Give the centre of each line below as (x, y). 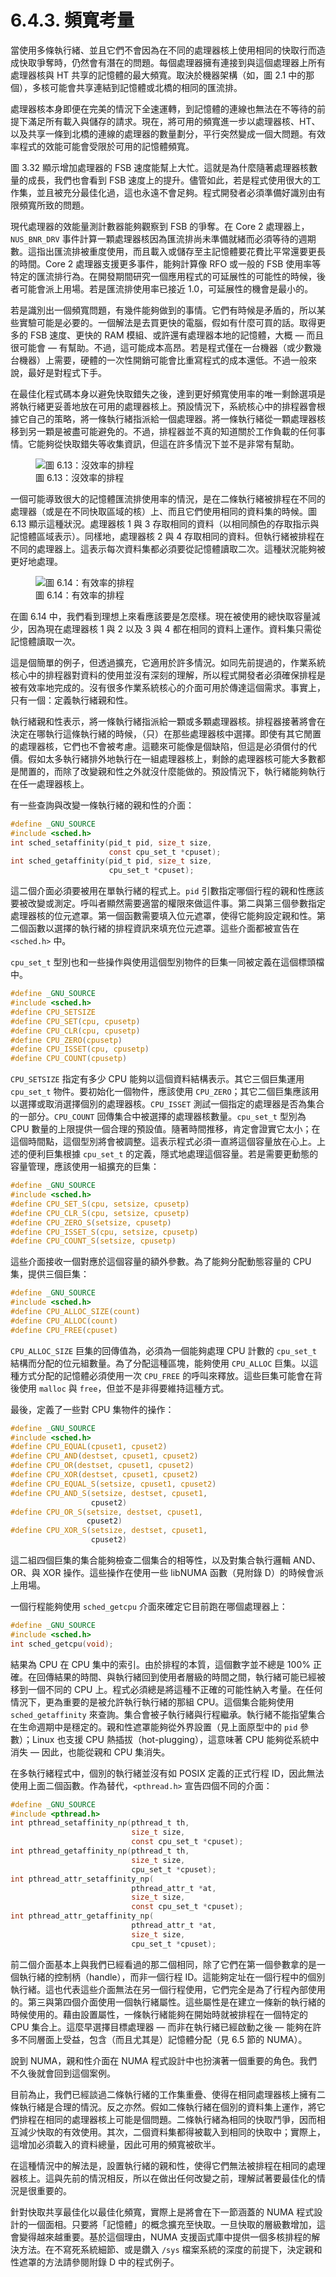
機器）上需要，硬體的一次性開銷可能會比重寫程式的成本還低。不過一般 (163, 360)
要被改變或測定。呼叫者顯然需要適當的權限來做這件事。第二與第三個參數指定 (168, 903)
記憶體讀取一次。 (45, 641)
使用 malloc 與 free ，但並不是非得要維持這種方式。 (124, 1388)
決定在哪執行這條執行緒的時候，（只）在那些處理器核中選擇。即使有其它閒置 (166, 733)
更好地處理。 (36, 561)
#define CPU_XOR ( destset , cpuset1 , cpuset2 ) (104, 1475)
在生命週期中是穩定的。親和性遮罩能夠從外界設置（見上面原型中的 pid (154, 1727)
